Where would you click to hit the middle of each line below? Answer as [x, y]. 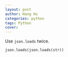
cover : [12, 28]
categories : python [25, 18]
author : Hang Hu [21, 14]
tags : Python [18, 23]
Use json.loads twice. [27, 41]
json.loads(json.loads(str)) [34, 50]
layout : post [18, 9]
